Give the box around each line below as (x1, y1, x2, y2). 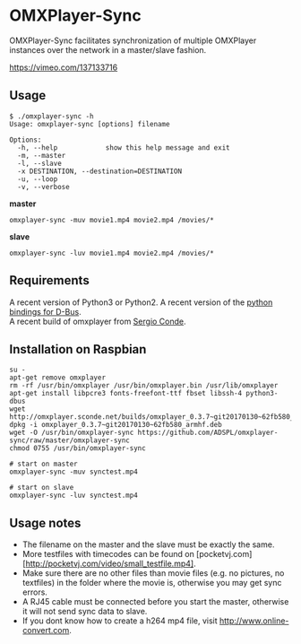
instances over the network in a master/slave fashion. (9, 44, 207, 55)
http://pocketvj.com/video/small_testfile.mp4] (25, 558, 194, 570)
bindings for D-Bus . (9, 306, 82, 317)
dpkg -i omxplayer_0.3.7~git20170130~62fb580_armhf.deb (9, 421, 222, 430)
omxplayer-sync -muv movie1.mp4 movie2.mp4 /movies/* (9, 215, 215, 224)
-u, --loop (17, 174, 58, 184)
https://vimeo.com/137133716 (9, 62, 118, 73)
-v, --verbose (17, 182, 70, 191)
